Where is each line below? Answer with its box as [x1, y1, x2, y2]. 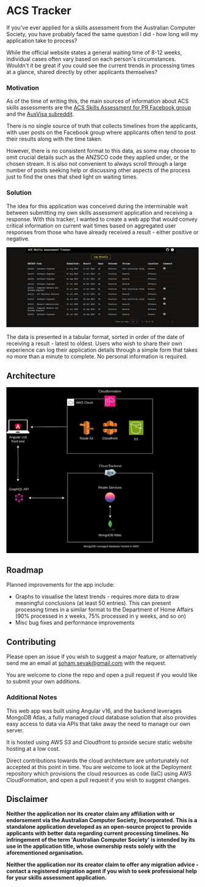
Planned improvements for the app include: [6, 581, 115, 588]
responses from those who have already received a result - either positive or [6, 228, 199, 236]
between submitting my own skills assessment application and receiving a [6, 209, 193, 216]
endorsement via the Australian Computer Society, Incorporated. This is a [6, 817, 198, 824]
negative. [6, 235, 30, 242]
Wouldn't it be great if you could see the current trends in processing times [6, 62, 195, 69]
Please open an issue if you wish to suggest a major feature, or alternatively [6, 653, 197, 661]
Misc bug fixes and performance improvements [15, 619, 135, 626]
